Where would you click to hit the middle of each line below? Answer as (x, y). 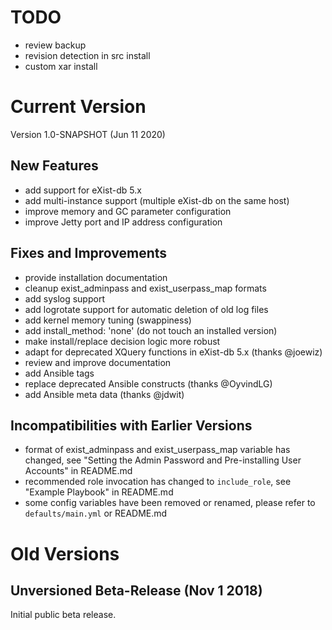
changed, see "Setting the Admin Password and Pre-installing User (163, 460)
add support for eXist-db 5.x (83, 190)
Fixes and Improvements (89, 253)
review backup (55, 45)
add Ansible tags (59, 373)
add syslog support (64, 298)
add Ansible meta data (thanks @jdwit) (104, 394)
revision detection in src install (87, 55)
